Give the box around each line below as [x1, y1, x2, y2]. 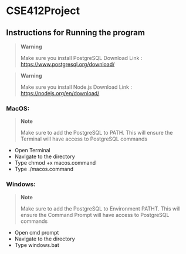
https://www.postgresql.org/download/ [20, 61, 115, 68]
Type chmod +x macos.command [14, 159, 96, 166]
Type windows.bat [14, 241, 60, 248]
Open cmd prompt [14, 229, 59, 236]
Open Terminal [14, 147, 51, 154]
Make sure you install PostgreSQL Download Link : [20, 55, 143, 61]
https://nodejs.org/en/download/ [20, 90, 100, 96]
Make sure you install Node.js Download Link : [20, 83, 132, 91]
